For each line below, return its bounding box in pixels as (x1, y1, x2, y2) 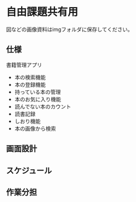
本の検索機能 (14, 74, 46, 81)
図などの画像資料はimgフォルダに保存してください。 (6, 26, 133, 33)
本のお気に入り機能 (14, 95, 62, 102)
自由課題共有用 (6, 5, 79, 19)
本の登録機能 (14, 81, 46, 88)
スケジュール (6, 165, 52, 176)
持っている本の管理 (14, 88, 62, 95)
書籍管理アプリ (6, 61, 42, 68)
